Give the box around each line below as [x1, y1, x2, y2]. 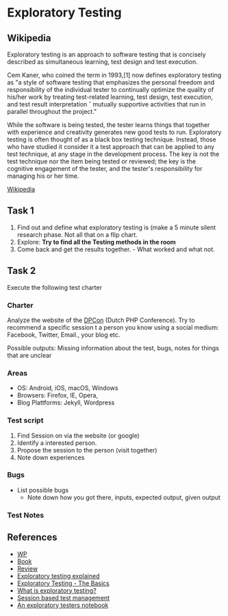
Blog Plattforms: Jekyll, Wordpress [16, 398, 115, 407]
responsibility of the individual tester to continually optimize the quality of [7, 86, 214, 93]
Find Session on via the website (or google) [16, 431, 140, 440]
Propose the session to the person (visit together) [16, 446, 157, 454]
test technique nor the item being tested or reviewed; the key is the [7, 157, 197, 166]
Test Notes [7, 510, 45, 520]
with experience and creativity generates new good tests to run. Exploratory [7, 128, 222, 136]
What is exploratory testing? [16, 586, 97, 595]
